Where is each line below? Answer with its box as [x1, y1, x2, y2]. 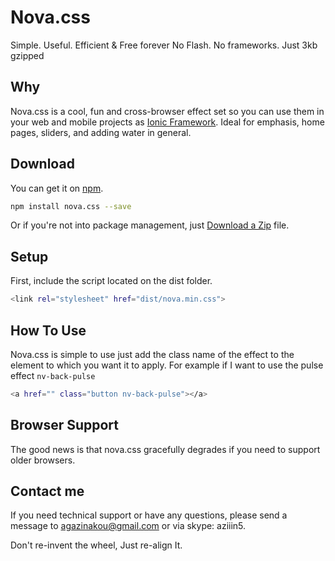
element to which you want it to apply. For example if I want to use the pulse [10, 359, 324, 371]
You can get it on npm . [10, 182, 104, 194]
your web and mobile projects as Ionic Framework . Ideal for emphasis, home [10, 116, 325, 128]
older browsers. [10, 454, 76, 466]
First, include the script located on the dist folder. [10, 275, 213, 287]
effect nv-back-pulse [10, 369, 96, 381]
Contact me [10, 483, 85, 500]
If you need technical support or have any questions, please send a [10, 509, 288, 521]
